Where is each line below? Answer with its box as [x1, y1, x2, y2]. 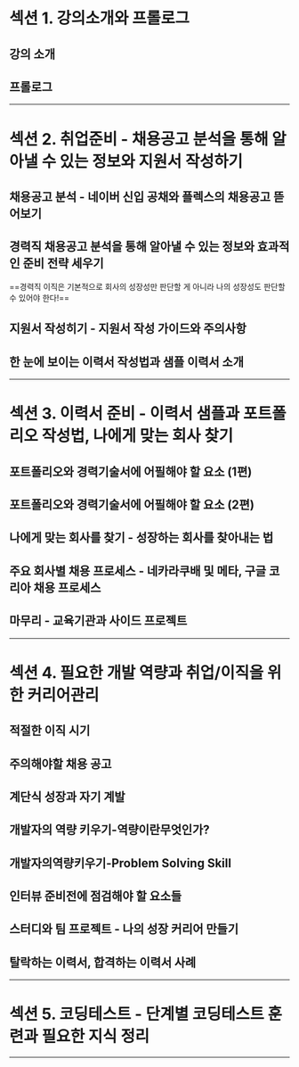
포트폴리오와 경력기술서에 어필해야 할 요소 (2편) [9, 497, 255, 512]
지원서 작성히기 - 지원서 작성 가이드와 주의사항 [9, 321, 247, 336]
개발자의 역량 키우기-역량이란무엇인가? [9, 823, 210, 838]
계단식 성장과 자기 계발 [9, 789, 126, 804]
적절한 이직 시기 [9, 724, 91, 739]
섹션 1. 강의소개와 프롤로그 [9, 8, 190, 29]
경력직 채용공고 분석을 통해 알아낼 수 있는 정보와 [9, 239, 255, 254]
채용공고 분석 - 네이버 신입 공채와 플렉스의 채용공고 [9, 189, 271, 204]
